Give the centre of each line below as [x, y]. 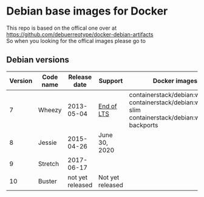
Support [111, 81]
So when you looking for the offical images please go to [76, 41]
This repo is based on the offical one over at [62, 28]
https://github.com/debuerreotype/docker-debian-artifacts [80, 34]
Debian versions [38, 60]
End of [107, 106]
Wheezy [50, 110]
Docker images [175, 81]
